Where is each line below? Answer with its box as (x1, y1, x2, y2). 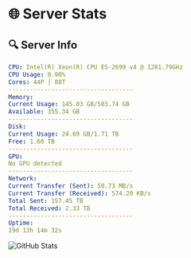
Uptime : (8, 219, 34, 228)
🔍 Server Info (8, 38, 78, 52)
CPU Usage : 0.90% (8, 70, 66, 78)
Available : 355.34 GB (8, 108, 80, 116)
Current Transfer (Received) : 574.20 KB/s (8, 189, 151, 197)
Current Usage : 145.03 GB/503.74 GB (8, 101, 130, 109)
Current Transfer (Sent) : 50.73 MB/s (8, 182, 134, 190)
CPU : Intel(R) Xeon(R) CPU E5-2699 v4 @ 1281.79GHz (8, 63, 183, 71)
